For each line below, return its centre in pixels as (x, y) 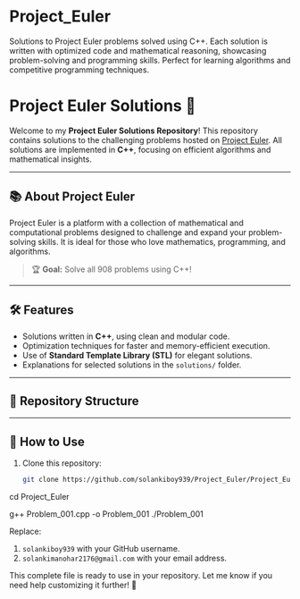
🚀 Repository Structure (74, 401)
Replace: (25, 531)
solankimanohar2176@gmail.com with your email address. (125, 558)
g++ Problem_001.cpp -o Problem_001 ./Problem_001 (106, 514)
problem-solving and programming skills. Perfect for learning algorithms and (150, 60)
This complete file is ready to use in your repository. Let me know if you (141, 575)
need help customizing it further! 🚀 (73, 585)
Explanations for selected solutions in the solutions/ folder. (132, 365)
